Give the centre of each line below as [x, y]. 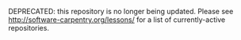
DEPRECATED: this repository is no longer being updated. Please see [121, 11]
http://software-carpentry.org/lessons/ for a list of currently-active [117, 20]
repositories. [29, 28]
